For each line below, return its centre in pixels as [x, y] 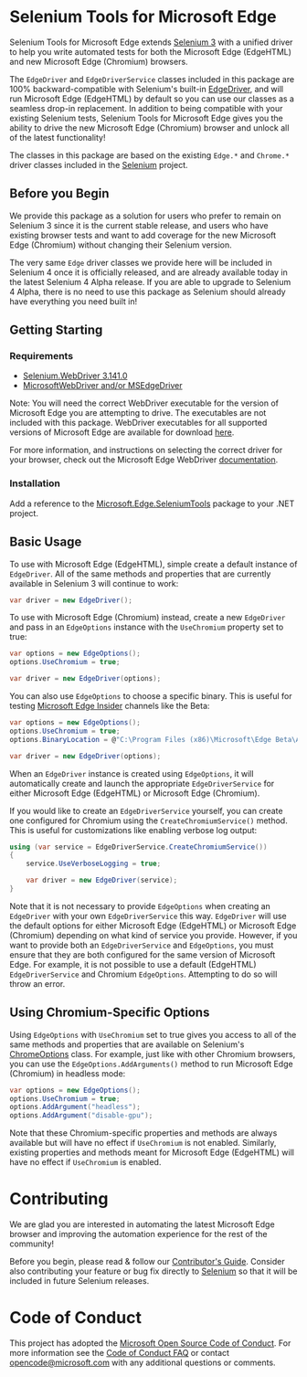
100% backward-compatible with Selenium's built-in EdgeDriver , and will [147, 89]
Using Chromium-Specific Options [110, 1013]
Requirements [42, 356]
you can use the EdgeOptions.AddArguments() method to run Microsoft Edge [152, 1064]
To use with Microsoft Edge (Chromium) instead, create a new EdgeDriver [148, 618]
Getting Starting [56, 330]
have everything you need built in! [74, 301]
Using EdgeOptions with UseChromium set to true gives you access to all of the [153, 1034]
